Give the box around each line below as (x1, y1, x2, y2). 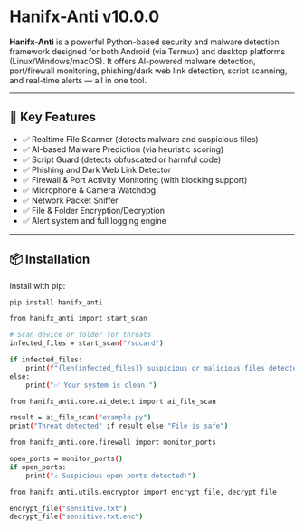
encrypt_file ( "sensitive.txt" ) (9, 504, 128, 513)
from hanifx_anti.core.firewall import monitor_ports (9, 438, 217, 448)
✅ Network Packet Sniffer (22, 195, 119, 206)
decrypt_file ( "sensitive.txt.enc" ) (9, 512, 144, 522)
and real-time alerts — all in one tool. (9, 74, 147, 85)
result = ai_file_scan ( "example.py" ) (9, 413, 152, 422)
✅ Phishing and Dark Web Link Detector (22, 164, 172, 175)
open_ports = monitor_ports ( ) (9, 455, 124, 464)
